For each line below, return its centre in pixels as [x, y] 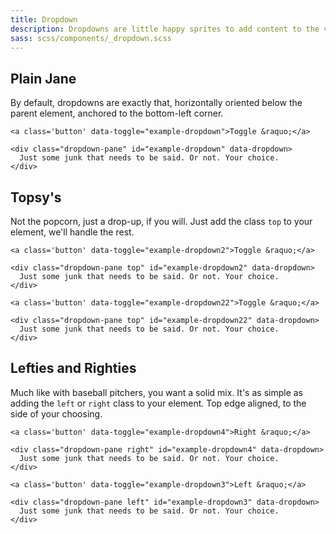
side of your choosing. [56, 413]
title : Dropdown [44, 19]
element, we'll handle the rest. [72, 232]
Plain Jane [43, 78]
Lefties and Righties [73, 368]
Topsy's [36, 197]
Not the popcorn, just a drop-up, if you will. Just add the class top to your [161, 221]
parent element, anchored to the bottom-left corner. [117, 113]
